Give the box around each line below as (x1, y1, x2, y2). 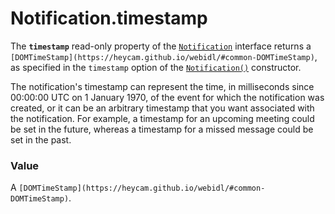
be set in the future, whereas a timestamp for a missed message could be (10, 123, 314, 135)
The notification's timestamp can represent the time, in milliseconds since (10, 80, 315, 92)
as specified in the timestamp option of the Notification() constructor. (10, 61, 302, 73)
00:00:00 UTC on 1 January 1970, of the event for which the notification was (10, 91, 325, 103)
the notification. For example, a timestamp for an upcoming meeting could (10, 112, 315, 124)
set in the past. (10, 133, 72, 146)
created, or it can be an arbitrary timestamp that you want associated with (10, 102, 315, 114)
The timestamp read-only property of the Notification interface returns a (10, 40, 312, 52)
